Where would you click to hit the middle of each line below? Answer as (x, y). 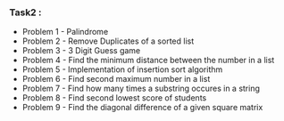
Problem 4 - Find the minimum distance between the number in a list (148, 60)
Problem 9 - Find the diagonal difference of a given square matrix (142, 108)
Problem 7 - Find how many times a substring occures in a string (141, 89)
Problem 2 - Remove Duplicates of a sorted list (108, 41)
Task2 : (25, 12)
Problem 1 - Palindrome (65, 32)
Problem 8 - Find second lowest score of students (114, 98)
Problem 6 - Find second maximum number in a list (116, 79)
